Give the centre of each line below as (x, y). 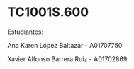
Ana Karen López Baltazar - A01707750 (65, 45)
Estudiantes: (26, 32)
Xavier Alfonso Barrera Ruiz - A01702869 (67, 59)
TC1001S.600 (48, 12)
